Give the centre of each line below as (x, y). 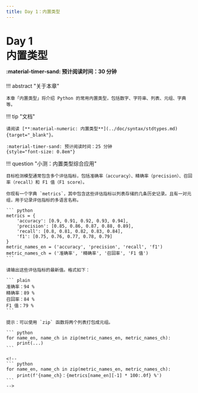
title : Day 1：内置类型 (33, 12)
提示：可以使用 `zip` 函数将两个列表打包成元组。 (60, 322)
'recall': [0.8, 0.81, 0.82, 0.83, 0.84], (70, 231)
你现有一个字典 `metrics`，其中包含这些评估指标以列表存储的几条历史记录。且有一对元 (99, 194)
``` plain (18, 280)
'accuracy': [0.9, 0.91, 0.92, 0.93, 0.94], (73, 221)
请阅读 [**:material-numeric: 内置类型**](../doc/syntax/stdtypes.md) (92, 128)
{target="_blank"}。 (31, 135)
